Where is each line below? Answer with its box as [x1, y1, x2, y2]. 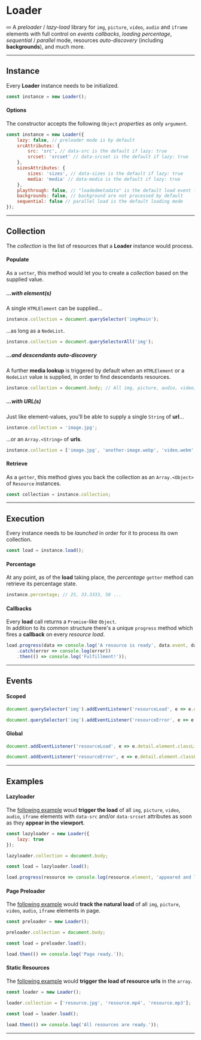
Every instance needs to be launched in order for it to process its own [6, 530, 178, 537]
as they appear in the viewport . [6, 819, 85, 826]
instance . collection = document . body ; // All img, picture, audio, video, [6, 385, 197, 391]
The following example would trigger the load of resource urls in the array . [6, 978, 193, 985]
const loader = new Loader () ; [6, 989, 82, 996]
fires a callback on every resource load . [6, 631, 105, 638]
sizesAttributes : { [17, 165, 66, 171]
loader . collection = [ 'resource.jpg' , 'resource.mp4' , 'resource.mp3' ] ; [6, 1000, 191, 1006]
